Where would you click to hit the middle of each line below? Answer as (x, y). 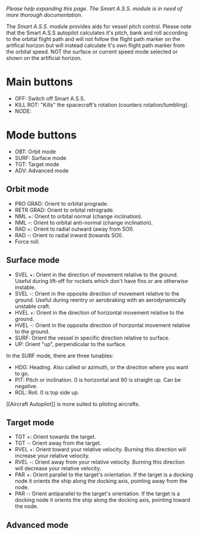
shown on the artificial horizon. (44, 58)
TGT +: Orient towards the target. (55, 437)
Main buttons (40, 82)
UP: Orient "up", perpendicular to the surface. (70, 344)
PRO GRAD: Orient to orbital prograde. (61, 203)
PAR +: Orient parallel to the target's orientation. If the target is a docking (104, 475)
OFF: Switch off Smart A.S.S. (50, 98)
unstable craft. (32, 306)
